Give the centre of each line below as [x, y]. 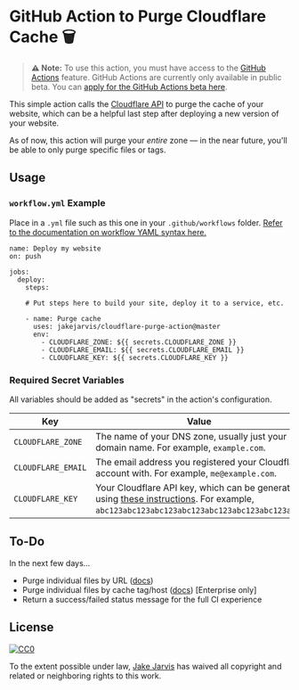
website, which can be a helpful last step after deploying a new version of [144, 113]
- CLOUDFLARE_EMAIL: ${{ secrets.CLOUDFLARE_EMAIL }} [143, 349]
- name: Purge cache [63, 318]
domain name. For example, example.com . [180, 448]
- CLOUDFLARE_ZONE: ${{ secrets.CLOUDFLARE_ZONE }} [139, 342]
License [32, 627]
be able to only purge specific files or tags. [88, 150]
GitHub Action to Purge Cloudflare [138, 16]
